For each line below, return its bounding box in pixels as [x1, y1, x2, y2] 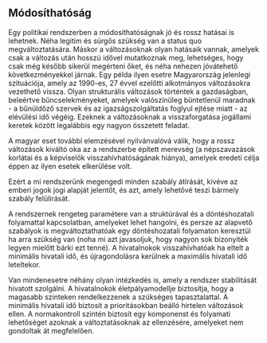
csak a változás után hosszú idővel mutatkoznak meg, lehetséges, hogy [8, 53, 244, 62]
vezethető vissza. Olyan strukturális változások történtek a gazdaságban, [8, 87, 249, 96]
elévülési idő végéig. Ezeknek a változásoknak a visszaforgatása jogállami [8, 111, 252, 122]
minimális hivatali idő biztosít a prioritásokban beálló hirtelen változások [8, 300, 244, 310]
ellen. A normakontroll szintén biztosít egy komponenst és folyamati [8, 309, 231, 318]
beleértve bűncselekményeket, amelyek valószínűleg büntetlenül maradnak [8, 95, 256, 104]
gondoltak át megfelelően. [8, 325, 95, 335]
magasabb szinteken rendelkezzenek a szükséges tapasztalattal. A [8, 292, 229, 302]
